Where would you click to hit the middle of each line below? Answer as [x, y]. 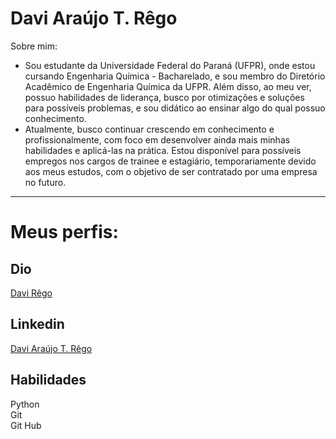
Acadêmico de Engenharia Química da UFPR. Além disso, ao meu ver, [168, 86]
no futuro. [45, 182]
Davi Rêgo [31, 293]
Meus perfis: [64, 232]
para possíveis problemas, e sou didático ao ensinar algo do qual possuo [175, 108]
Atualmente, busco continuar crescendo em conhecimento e [149, 129]
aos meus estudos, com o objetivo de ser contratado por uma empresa [171, 171]
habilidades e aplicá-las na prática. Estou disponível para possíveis [163, 150]
